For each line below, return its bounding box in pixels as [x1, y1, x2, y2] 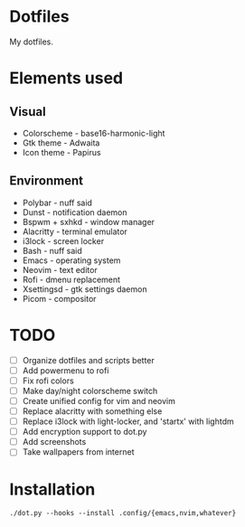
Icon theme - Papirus [22, 146, 101, 157]
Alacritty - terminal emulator [22, 226, 128, 237]
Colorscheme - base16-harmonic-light [22, 127, 165, 138]
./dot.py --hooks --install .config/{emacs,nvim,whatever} [9, 509, 237, 518]
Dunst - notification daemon [22, 206, 128, 218]
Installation [9, 479, 96, 499]
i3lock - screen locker [22, 235, 105, 246]
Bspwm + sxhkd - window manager [22, 216, 155, 227]
